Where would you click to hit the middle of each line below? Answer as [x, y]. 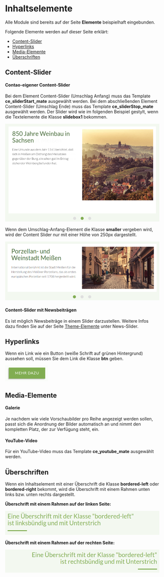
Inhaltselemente [39, 9]
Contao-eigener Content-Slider [38, 85]
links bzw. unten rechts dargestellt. [40, 494]
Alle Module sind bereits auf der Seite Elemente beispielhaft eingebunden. [80, 22]
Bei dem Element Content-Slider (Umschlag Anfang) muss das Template [78, 96]
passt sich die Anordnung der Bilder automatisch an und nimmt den [73, 424]
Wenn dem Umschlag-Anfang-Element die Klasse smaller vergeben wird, [79, 230]
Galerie [13, 408]
